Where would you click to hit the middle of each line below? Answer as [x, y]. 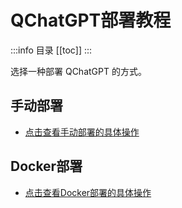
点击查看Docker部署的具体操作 [88, 192]
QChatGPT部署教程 [91, 20]
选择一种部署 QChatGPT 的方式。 [78, 71]
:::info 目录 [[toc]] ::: [51, 50]
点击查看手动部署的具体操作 [82, 132]
